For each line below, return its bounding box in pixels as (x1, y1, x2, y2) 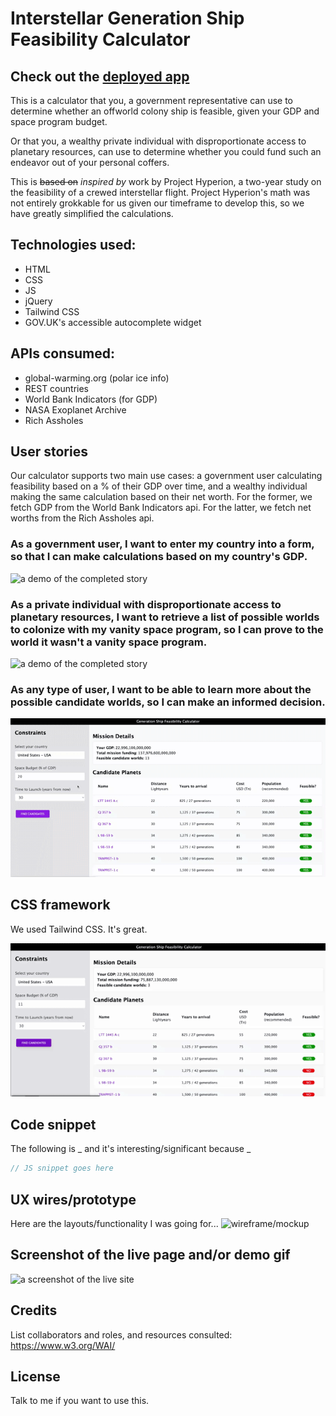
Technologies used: (10, 237, 137, 254)
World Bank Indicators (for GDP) (24, 393, 158, 405)
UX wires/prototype (10, 1191, 137, 1208)
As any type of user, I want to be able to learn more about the (10, 682, 312, 696)
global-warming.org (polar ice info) (24, 372, 170, 384)
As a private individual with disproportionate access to (10, 597, 282, 611)
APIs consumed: (10, 345, 115, 362)
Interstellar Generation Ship (10, 7, 245, 30)
